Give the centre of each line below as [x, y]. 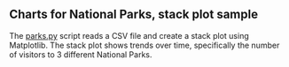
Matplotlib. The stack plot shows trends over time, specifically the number [144, 45]
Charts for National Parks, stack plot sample [134, 15]
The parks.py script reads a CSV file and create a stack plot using [129, 35]
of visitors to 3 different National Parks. [81, 54]
